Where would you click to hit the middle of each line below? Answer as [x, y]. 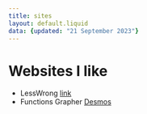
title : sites [30, 16]
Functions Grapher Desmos [65, 102]
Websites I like [58, 71]
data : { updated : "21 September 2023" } [73, 31]
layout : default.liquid [48, 23]
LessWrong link [46, 93]
